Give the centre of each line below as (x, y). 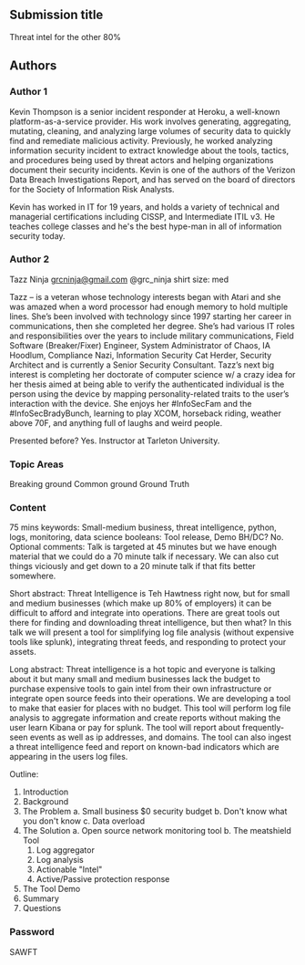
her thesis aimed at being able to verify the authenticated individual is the (147, 384)
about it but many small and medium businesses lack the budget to (135, 680)
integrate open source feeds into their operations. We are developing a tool (150, 699)
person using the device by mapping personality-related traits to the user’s (149, 394)
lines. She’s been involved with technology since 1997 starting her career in (151, 316)
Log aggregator (66, 850)
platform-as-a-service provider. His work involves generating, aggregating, (150, 121)
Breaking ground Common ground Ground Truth (99, 484)
